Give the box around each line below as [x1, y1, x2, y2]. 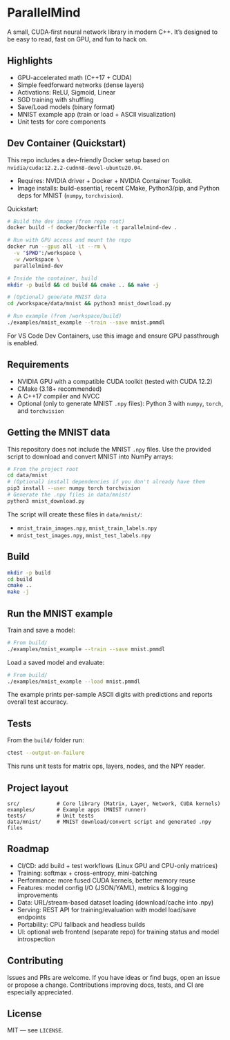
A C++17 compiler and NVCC [17, 392, 100, 400]
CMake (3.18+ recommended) [17, 385, 102, 393]
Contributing [7, 955, 64, 967]
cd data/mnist [7, 472, 48, 479]
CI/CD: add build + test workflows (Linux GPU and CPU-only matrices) [17, 861, 218, 869]
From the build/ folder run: [7, 736, 84, 744]
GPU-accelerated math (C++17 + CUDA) [17, 73, 133, 81]
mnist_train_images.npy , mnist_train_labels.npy [17, 523, 157, 532]
